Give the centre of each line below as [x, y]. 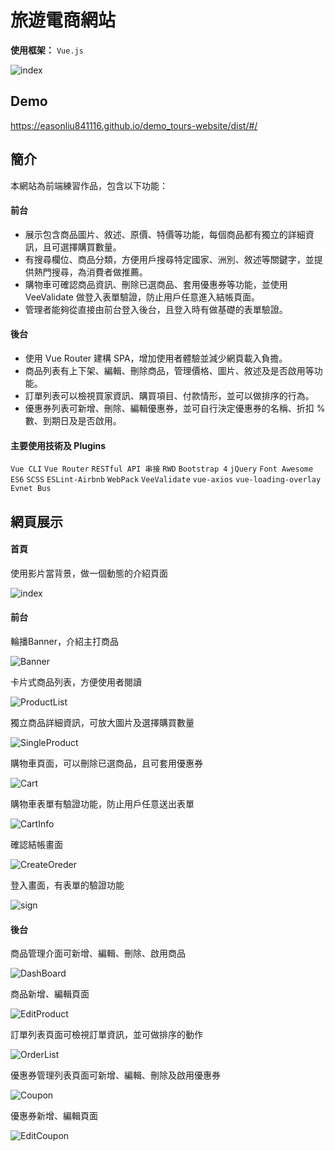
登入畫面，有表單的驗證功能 [67, 885]
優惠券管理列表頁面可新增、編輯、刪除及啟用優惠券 [115, 1075]
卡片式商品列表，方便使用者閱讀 [76, 682]
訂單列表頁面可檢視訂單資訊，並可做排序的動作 [106, 1035]
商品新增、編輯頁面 [50, 994]
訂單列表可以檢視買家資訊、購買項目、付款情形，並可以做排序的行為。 [169, 395]
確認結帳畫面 [36, 844]
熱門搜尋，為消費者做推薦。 [90, 272]
